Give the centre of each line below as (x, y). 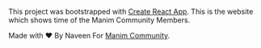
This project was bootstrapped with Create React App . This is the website (131, 12)
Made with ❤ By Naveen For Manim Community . (89, 36)
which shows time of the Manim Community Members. (99, 20)
